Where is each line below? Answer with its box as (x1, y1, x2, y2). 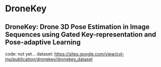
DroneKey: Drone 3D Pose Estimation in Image (5, 23, 150, 31)
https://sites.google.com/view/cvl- (54, 51, 125, 57)
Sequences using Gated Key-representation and (5, 30, 157, 38)
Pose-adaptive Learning (5, 38, 81, 46)
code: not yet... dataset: (5, 51, 53, 57)
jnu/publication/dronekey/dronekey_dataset (5, 56, 93, 62)
